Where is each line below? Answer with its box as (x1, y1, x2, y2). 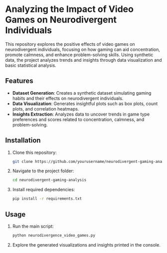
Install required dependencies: (12, 187, 75, 193)
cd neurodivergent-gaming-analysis (12, 178, 87, 183)
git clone (12, 159, 33, 164)
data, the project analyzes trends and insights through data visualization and (5, 57, 162, 63)
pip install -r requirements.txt (12, 196, 82, 201)
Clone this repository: (12, 149, 57, 155)
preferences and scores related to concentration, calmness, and (12, 116, 145, 123)
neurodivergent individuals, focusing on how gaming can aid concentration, (5, 46, 161, 52)
